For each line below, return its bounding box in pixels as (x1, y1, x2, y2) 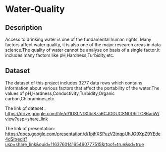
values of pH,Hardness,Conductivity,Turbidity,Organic (5, 90, 115, 96)
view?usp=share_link (5, 116, 48, 122)
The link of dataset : (5, 105, 46, 111)
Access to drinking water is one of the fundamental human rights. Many (5, 36, 152, 42)
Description (5, 23, 42, 32)
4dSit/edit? (5, 136, 28, 142)
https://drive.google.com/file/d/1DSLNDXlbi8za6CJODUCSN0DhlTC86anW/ (5, 110, 160, 116)
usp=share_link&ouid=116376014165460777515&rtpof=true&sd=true (5, 141, 144, 147)
